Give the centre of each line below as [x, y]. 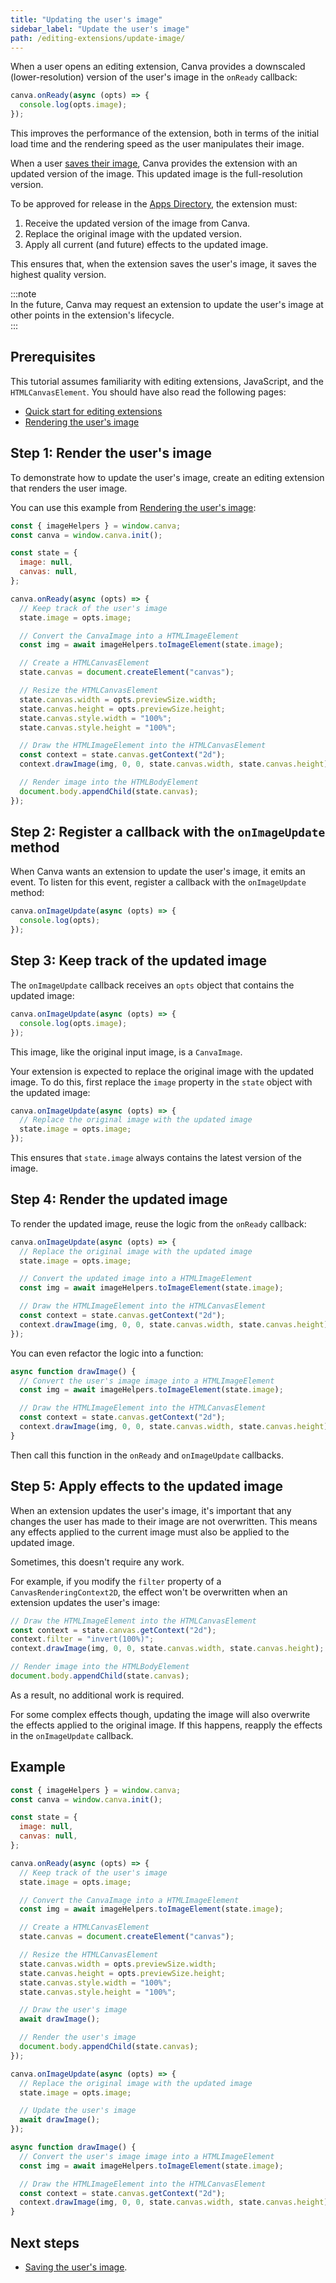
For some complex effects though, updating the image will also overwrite [160, 1714]
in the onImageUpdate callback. [72, 1735]
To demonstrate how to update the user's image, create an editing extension [167, 477]
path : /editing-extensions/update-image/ [98, 38]
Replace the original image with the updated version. [133, 234]
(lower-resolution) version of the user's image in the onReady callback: [154, 77]
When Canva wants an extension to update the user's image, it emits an [158, 872]
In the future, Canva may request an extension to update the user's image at [167, 304]
